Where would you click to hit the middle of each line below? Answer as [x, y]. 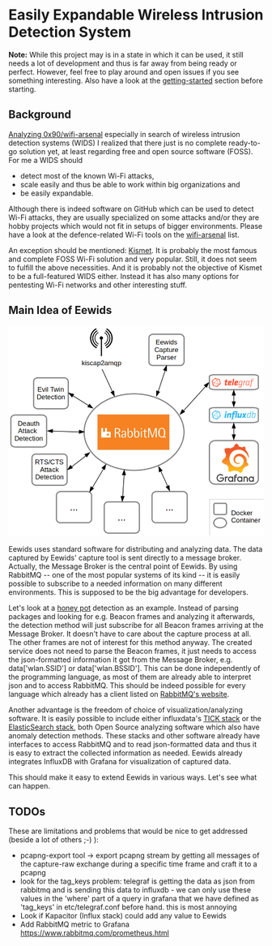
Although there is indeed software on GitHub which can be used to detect [131, 209]
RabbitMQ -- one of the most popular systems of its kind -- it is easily [124, 575]
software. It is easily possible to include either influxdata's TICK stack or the [135, 719]
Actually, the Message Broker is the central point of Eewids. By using [123, 566]
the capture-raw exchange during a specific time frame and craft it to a [138, 864]
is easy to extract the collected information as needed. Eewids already [125, 753]
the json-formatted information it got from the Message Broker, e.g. [121, 660]
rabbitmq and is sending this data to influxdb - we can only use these [136, 890]
